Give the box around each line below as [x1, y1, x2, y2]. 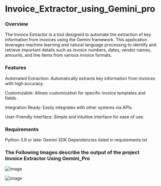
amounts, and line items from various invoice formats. [5, 52, 112, 58]
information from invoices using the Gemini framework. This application [5, 37, 147, 43]
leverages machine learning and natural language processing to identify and [5, 42, 157, 48]
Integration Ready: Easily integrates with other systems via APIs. [5, 104, 133, 110]
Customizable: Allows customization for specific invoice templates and [5, 90, 146, 95]
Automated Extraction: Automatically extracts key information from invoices [5, 75, 156, 81]
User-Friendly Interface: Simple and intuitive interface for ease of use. [5, 114, 145, 120]
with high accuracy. [5, 80, 44, 86]
